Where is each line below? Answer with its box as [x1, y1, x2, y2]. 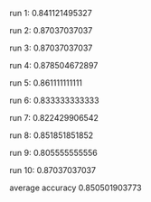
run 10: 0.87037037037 [9, 165, 97, 175]
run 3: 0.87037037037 [9, 42, 93, 53]
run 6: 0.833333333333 [9, 95, 99, 106]
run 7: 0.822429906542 [9, 113, 99, 123]
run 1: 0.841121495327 [9, 8, 92, 18]
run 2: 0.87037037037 [9, 25, 93, 35]
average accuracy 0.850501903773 [9, 182, 142, 193]
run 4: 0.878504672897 [9, 60, 99, 70]
